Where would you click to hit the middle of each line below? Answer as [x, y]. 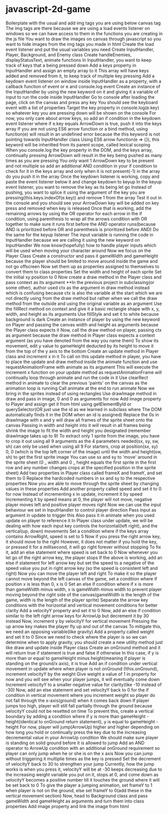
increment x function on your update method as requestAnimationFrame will [84, 372]
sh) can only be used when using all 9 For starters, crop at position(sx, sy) [82, 446]
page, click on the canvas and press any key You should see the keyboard [82, 102]
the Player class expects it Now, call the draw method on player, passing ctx [84, 330]
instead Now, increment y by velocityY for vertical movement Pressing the [82, 621]
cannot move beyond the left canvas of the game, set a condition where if [82, 578]
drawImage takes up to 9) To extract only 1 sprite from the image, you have [83, 436]
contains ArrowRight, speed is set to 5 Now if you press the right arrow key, [83, 536]
